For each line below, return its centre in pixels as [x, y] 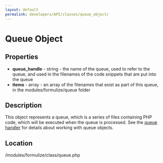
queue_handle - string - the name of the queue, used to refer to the [81, 69]
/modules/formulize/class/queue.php [43, 155]
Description [23, 105]
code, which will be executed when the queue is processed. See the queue [81, 122]
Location [19, 143]
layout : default [22, 10]
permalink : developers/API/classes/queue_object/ [57, 14]
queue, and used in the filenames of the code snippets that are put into [84, 74]
